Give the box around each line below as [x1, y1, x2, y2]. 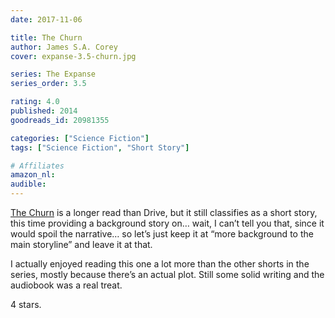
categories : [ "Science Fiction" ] [10, 133, 150, 143]
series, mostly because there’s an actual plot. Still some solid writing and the [10, 269, 325, 280]
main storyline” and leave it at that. [10, 239, 153, 250]
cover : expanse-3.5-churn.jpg [10, 51, 137, 61]
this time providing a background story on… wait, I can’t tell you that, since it [10, 217, 325, 229]
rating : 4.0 [10, 97, 60, 107]
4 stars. [10, 299, 42, 310]
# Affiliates [10, 161, 65, 171]
